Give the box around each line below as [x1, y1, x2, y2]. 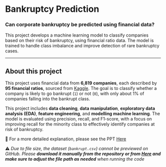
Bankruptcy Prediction [5, 3, 100, 15]
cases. [5, 48, 19, 54]
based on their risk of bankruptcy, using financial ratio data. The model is [5, 38, 154, 43]
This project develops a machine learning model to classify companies [5, 32, 149, 38]
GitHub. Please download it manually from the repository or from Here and [5, 151, 161, 157]
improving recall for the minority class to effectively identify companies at [5, 121, 155, 127]
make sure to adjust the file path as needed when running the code [5, 156, 145, 162]
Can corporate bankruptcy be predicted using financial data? [5, 21, 155, 28]
